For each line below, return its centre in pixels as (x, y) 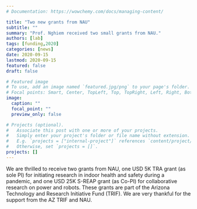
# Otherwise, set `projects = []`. (52, 147)
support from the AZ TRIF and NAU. (49, 200)
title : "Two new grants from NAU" (48, 22)
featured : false (26, 66)
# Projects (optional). (35, 125)
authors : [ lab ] (25, 39)
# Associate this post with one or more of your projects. (82, 130)
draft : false (22, 71)
